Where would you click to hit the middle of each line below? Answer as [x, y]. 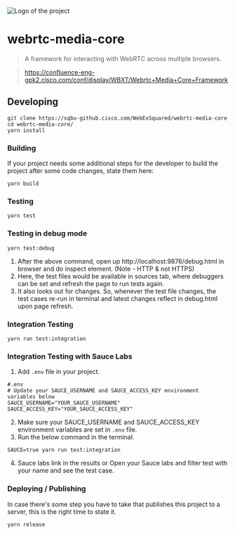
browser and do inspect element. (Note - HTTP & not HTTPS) [106, 269]
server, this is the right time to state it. [62, 511]
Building [22, 148]
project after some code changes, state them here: [81, 171]
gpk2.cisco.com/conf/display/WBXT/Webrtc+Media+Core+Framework [126, 79]
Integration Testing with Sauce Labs [70, 356]
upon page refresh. [45, 306]
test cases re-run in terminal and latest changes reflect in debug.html [117, 298]
